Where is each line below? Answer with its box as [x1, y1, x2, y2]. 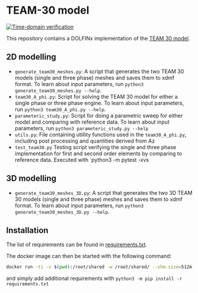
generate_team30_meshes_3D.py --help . [14, 208, 110, 215]
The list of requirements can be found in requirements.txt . [6, 241, 147, 248]
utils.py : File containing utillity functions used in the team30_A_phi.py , [14, 131, 187, 138]
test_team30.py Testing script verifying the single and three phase [14, 143, 177, 150]
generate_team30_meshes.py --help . [14, 87, 102, 94]
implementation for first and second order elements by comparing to [14, 150, 183, 157]
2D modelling [6, 52, 56, 62]
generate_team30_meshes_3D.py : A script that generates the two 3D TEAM [14, 189, 193, 196]
